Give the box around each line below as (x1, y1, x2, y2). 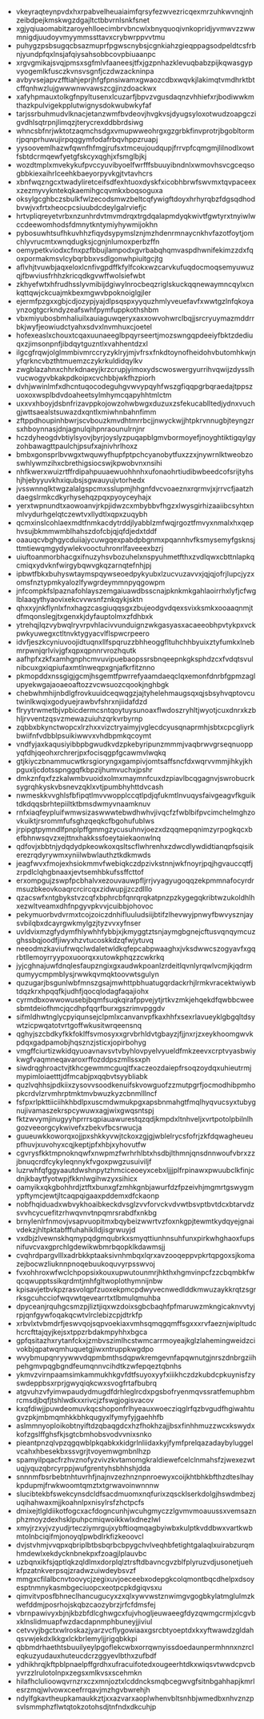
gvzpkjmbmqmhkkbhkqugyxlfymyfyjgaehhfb (15, 1413, 164, 1422)
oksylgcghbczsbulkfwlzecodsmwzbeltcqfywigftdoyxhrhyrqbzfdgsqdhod (15, 194, 256, 204)
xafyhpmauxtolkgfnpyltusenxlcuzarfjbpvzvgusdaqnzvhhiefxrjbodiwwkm (15, 92, 254, 101)
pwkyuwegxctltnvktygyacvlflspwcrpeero (15, 629, 150, 638)
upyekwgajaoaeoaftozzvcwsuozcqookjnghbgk (15, 680, 170, 689)
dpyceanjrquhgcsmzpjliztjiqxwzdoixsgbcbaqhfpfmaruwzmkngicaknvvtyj (15, 1302, 256, 1311)
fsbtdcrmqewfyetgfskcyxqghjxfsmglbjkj (15, 152, 147, 161)
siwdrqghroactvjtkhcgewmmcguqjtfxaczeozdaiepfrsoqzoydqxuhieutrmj (15, 1063, 252, 1073)
